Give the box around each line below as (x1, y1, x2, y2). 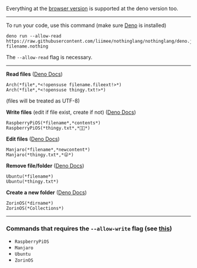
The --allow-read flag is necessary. (6, 54, 93, 60)
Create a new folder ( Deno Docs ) (6, 189, 87, 196)
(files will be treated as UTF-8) (6, 97, 80, 104)
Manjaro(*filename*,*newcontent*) (6, 147, 91, 152)
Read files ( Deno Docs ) (6, 70, 63, 77)
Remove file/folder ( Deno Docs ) (6, 162, 84, 169)
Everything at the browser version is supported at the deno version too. (6, 5, 179, 12)
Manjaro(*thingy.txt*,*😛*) (6, 152, 74, 158)
